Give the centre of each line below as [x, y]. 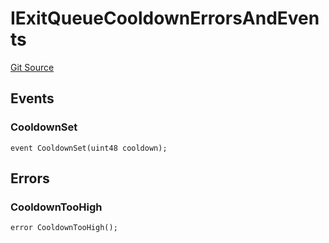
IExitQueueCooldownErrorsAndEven [165, 18]
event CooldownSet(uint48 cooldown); [89, 148]
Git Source [32, 67]
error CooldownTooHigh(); [64, 228]
